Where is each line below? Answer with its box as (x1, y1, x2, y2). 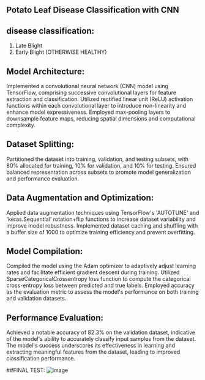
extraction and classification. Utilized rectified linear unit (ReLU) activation (6, 95, 193, 103)
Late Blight (15, 42, 43, 50)
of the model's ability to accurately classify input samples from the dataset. (6, 335, 196, 343)
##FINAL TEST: (6, 367, 45, 374)
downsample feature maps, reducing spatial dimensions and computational (6, 115, 196, 122)
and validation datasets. (6, 295, 67, 302)
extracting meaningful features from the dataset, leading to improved (6, 348, 181, 356)
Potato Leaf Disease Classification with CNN (6, 5, 179, 15)
